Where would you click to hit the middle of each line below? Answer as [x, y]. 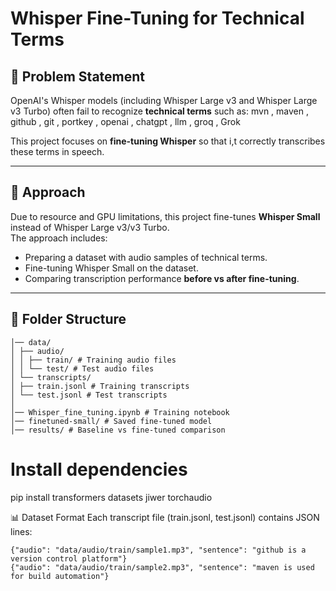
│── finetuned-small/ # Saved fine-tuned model [111, 421]
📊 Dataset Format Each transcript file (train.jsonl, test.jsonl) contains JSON [165, 517]
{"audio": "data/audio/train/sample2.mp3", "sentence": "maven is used [162, 567]
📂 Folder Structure [68, 319]
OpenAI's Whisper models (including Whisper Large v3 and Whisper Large [164, 100]
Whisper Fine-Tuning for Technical [157, 18]
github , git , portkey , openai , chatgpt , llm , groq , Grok [125, 121]
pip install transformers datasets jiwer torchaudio [111, 497]
